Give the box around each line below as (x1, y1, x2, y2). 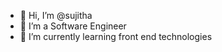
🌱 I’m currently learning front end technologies (19, 31, 213, 42)
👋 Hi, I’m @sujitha (19, 10, 93, 21)
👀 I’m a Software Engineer (19, 20, 127, 32)
